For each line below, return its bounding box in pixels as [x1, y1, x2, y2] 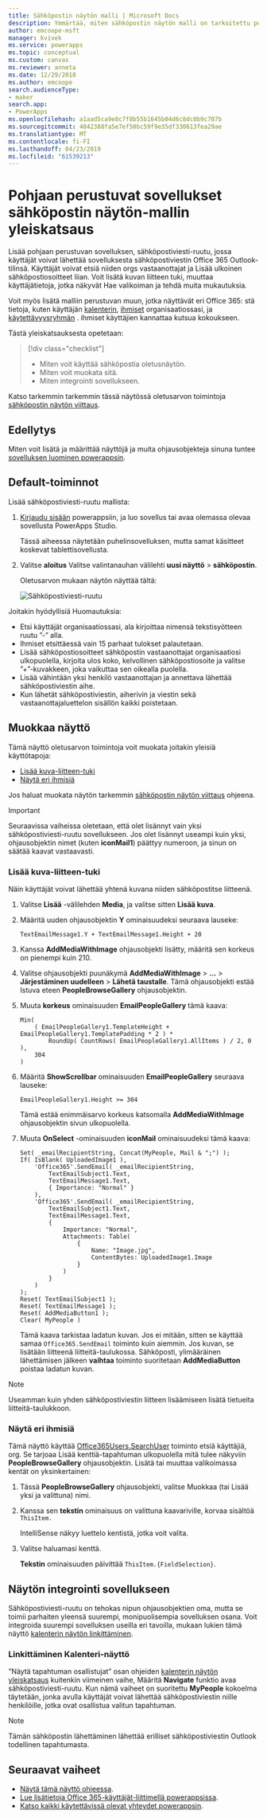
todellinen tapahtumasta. [8, 1740, 90, 1750]
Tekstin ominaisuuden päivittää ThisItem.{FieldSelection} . [19, 1559, 216, 1569]
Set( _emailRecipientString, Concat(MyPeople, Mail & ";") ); [19, 1148, 230, 1157]
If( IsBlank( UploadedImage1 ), [19, 1155, 127, 1163]
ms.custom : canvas [8, 57, 69, 65]
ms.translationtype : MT [8, 130, 87, 138]
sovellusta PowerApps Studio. [19, 521, 118, 530]
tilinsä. [8, 264, 30, 273]
